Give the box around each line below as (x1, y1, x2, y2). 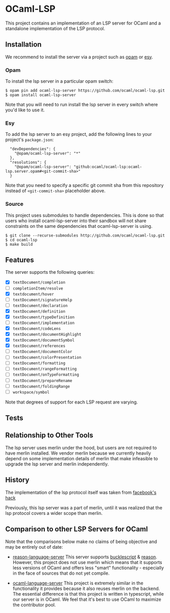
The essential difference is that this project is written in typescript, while (12, 591, 164, 597)
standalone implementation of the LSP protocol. (5, 25, 105, 31)
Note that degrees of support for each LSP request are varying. (5, 399, 138, 405)
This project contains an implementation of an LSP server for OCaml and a (5, 20, 161, 26)
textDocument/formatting (12, 361, 66, 366)
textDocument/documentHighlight (12, 332, 81, 337)
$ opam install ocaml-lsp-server (5, 92, 76, 98)
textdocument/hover (12, 292, 54, 297)
